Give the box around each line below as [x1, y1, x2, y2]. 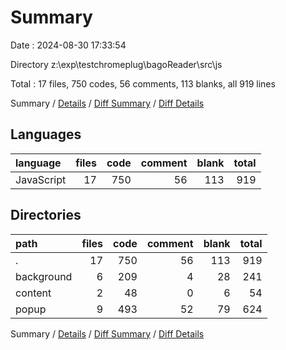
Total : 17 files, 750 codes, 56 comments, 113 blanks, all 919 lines [10, 77, 276, 90]
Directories [10, 207, 82, 224]
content [15, 286, 52, 300]
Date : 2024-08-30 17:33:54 [10, 39, 127, 51]
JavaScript [15, 172, 67, 186]
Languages [10, 126, 82, 143]
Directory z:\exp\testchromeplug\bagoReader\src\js [10, 58, 223, 70]
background [15, 269, 73, 283]
